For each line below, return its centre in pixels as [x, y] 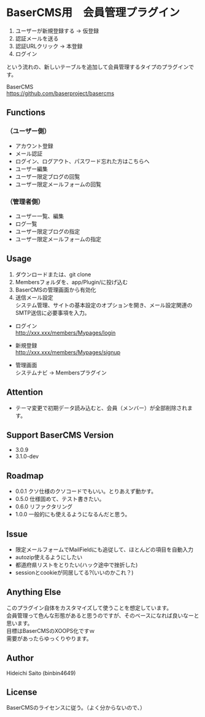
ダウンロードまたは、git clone [53, 274]
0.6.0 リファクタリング [44, 506]
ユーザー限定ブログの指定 [48, 231]
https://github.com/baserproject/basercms [60, 93]
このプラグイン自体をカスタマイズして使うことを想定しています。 [89, 608]
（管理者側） [25, 201]
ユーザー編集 [31, 169]
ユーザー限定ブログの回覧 [48, 176]
